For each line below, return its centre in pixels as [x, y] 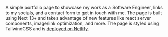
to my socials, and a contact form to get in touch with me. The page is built [84, 13]
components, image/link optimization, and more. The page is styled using [82, 23]
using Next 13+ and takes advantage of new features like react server [78, 18]
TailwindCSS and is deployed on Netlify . [47, 29]
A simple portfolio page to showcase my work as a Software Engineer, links [84, 7]
